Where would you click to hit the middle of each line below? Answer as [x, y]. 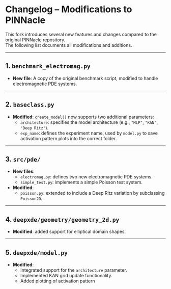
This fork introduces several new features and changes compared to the [81, 34]
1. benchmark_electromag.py [48, 66]
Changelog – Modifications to [69, 9]
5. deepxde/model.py [36, 253]
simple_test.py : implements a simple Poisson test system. [81, 182]
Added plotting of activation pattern [58, 281]
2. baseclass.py [30, 105]
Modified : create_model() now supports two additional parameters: [83, 117]
